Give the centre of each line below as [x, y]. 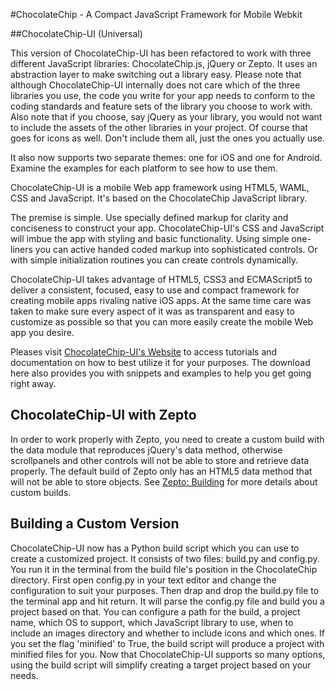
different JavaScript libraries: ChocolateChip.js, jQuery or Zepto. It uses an [164, 63]
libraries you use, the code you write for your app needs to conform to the [163, 95]
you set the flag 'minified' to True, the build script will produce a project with [167, 643]
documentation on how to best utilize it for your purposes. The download [160, 362]
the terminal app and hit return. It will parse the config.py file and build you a [167, 601]
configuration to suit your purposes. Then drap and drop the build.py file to [165, 590]
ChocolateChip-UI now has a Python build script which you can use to [155, 548]
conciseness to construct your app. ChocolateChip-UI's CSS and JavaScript [167, 228]
